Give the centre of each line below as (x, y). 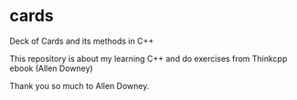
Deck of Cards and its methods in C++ (82, 41)
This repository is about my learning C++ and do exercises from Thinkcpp (148, 58)
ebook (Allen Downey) (51, 68)
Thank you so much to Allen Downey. (80, 85)
